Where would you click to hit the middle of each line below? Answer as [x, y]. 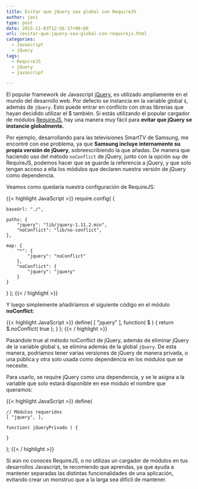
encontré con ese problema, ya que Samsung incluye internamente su [93, 144]
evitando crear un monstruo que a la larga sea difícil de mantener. [87, 479]
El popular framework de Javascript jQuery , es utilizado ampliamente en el [97, 94]
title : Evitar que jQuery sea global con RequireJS [71, 12]
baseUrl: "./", [25, 209]
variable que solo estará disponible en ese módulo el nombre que [86, 383]
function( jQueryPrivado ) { [42, 428]
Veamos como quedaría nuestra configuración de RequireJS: [81, 187]
